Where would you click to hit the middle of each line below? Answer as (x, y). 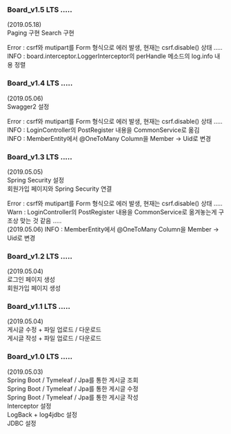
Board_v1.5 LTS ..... (40, 10)
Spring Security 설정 (36, 180)
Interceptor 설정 (29, 406)
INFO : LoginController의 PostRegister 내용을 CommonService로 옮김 (103, 130)
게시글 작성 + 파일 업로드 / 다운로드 (54, 338)
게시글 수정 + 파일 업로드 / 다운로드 (54, 330)
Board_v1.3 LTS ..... (40, 157)
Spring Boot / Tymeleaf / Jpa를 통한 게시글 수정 (73, 388)
